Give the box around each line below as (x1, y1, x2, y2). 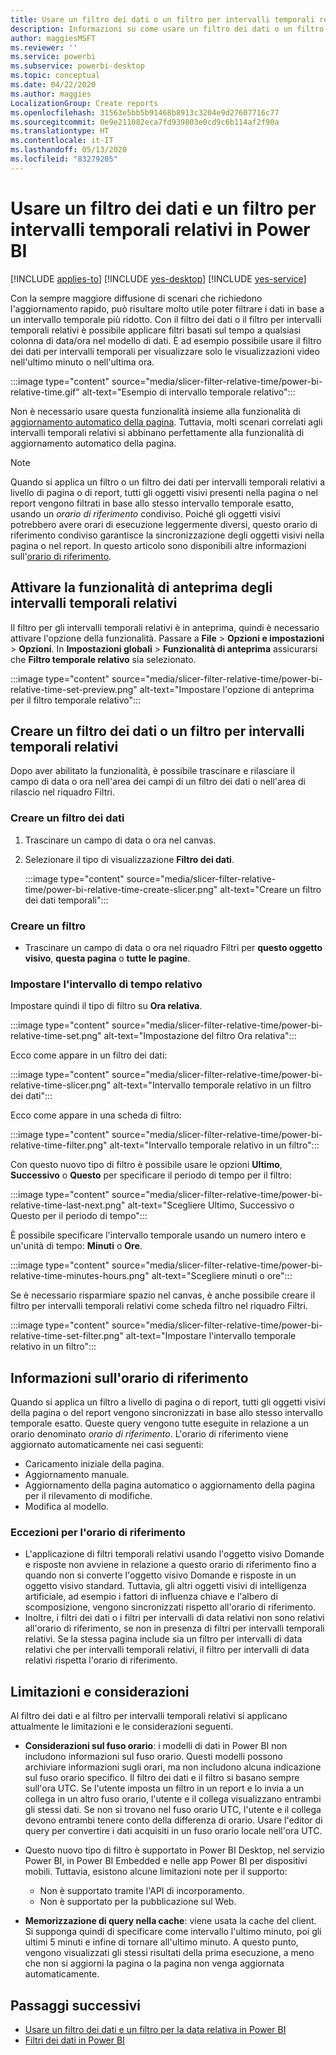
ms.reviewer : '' (10, 42, 78, 53)
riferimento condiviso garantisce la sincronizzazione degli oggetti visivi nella (10, 529, 325, 541)
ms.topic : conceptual (10, 71, 101, 81)
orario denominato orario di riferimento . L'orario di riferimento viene (10, 1428, 289, 1440)
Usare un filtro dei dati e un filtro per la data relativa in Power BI (24, 2023, 287, 2035)
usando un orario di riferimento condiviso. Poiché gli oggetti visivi (10, 507, 281, 520)
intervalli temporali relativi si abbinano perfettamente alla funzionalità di (10, 426, 305, 438)
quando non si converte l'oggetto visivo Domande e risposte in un (24, 1569, 297, 1581)
